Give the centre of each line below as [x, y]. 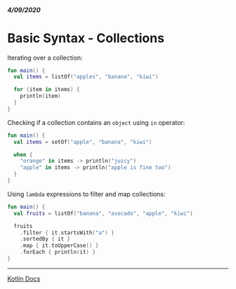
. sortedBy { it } [45, 239]
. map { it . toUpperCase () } [59, 246]
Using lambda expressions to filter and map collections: [86, 194]
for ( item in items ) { [47, 90]
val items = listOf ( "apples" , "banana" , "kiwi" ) [86, 77]
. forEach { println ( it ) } [58, 253]
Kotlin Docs [24, 278]
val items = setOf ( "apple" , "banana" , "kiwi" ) [83, 142]
